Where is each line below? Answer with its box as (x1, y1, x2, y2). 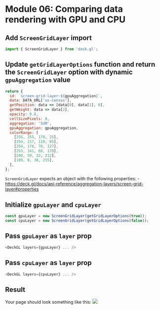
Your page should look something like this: (5, 299, 91, 305)
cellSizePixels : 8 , (9, 116, 50, 121)
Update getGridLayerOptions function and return (5, 60, 156, 69)
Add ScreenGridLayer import (5, 34, 92, 42)
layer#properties (5, 186, 39, 192)
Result (5, 285, 26, 294)
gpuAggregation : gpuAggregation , (9, 125, 79, 130)
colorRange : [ (9, 130, 39, 135)
